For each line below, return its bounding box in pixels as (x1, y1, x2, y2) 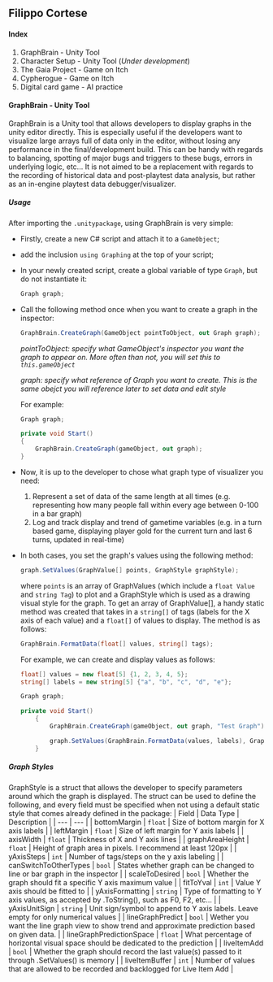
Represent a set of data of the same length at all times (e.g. (32, 491, 231, 501)
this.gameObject (19, 361, 76, 369)
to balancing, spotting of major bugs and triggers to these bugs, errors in (8, 153, 253, 163)
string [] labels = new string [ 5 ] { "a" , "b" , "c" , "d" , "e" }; (19, 678, 232, 686)
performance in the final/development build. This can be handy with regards (8, 144, 264, 154)
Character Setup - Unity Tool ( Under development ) (19, 56, 191, 66)
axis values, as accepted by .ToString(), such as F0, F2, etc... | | (8, 894, 221, 905)
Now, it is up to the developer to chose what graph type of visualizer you (19, 467, 264, 476)
